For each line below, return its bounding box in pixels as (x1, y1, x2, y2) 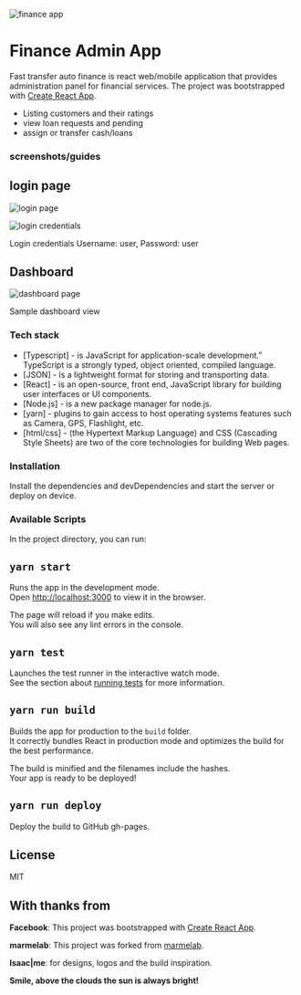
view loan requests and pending (22, 117, 144, 128)
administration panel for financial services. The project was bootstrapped (9, 80, 285, 91)
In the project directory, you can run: (9, 534, 147, 545)
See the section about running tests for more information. (9, 677, 225, 688)
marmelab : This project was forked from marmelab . (9, 940, 204, 951)
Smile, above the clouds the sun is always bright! (9, 975, 199, 986)
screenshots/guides (9, 150, 101, 162)
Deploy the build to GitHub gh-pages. (9, 821, 150, 832)
